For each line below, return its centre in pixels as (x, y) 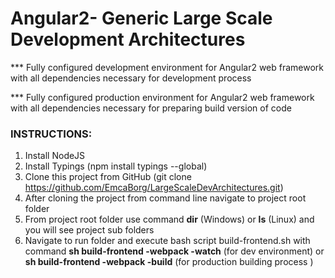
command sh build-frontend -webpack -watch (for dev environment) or (174, 251)
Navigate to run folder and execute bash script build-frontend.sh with (167, 241)
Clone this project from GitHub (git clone (108, 177)
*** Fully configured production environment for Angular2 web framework (162, 97)
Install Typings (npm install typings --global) (116, 166)
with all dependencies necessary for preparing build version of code (151, 108)
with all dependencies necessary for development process (131, 78)
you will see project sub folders (89, 230)
